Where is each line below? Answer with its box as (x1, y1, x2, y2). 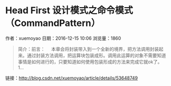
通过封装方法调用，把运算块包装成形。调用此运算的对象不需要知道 (27, 52, 166, 59)
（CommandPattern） (5, 17, 101, 29)
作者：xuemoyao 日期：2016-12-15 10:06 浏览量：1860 (5, 35, 121, 41)
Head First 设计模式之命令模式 (5, 5, 133, 16)
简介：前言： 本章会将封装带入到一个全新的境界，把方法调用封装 (17, 46, 159, 52)
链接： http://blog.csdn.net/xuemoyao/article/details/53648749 (5, 75, 138, 81)
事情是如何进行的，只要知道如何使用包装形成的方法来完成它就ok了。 (17, 59, 162, 65)
